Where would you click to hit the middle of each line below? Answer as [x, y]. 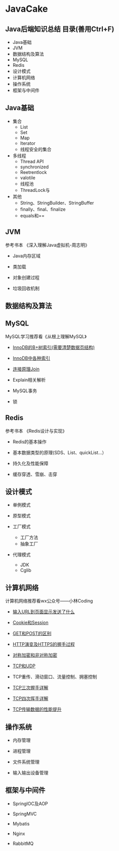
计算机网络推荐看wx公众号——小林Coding [49, 601]
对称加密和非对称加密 [35, 655]
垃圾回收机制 [26, 288]
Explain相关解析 [29, 380]
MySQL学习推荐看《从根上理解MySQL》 [46, 336]
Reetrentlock [33, 172]
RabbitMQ [23, 843]
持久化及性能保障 [30, 463]
